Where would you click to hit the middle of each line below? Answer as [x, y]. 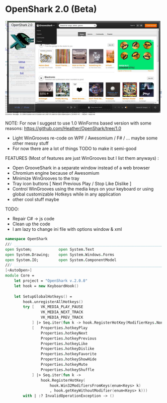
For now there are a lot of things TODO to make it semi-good [74, 149]
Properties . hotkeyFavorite [69, 354]
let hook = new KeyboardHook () [46, 286]
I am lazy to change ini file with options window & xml [67, 229]
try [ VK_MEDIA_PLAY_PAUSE [53, 307]
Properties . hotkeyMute [64, 365]
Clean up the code [31, 224]
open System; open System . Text [50, 249]
